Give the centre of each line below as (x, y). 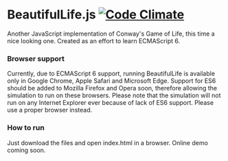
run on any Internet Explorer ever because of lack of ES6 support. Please (111, 103)
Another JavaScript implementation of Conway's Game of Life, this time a (111, 34)
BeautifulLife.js (52, 15)
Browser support (36, 58)
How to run (26, 128)
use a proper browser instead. (50, 110)
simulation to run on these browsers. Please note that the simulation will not (114, 95)
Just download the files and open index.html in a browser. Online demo (107, 143)
